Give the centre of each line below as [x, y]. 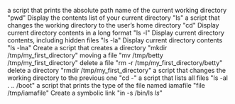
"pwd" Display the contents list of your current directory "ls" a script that [114, 18]
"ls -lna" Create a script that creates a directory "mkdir [87, 48]
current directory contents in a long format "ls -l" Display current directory [116, 33]
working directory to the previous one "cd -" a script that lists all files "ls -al [118, 78]
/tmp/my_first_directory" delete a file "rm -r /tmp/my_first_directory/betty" [115, 63]
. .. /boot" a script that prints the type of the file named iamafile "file [106, 85]
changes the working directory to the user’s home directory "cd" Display [113, 25]
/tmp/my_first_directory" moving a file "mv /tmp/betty [85, 55]
